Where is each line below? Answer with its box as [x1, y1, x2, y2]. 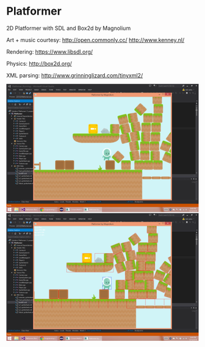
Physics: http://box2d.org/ [6, 60, 72, 67]
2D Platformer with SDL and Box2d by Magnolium [6, 24, 131, 32]
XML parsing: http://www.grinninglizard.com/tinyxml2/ [6, 71, 143, 79]
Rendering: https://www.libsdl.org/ [6, 48, 93, 55]
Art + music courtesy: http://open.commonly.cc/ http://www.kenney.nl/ [6, 36, 185, 43]
